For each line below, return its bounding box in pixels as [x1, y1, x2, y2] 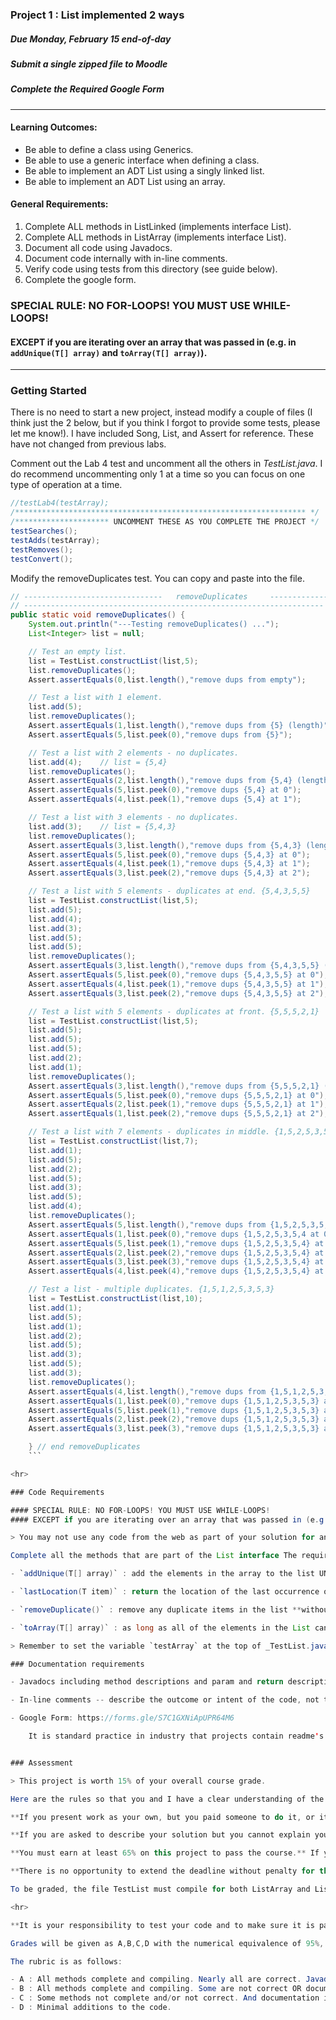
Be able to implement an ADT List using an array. [24, 175, 226, 187]
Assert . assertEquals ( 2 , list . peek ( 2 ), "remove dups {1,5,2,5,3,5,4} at [28, 1248, 325, 1258]
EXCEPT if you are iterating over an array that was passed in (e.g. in [10, 336, 297, 348]
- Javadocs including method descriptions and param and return [10, 1677, 284, 1687]
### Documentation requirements [10, 1659, 145, 1669]
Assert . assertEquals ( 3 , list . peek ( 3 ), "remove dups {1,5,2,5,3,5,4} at [28, 1257, 325, 1267]
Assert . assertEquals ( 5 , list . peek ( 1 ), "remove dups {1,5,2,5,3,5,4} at [28, 1238, 325, 1248]
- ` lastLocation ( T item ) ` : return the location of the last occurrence [10, 1587, 320, 1597]
